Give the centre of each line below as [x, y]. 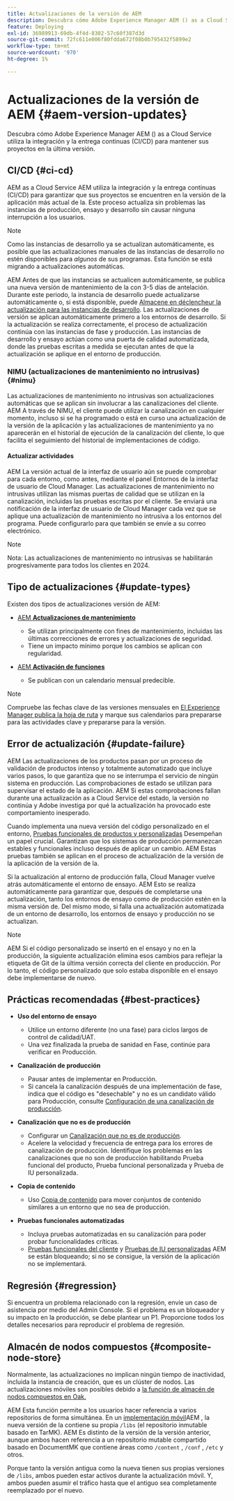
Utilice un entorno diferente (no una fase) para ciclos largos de [118, 1030]
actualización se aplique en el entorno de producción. [84, 353]
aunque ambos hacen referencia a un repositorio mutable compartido [107, 1440]
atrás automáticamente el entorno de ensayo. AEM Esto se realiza [102, 884]
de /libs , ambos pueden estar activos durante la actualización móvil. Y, [110, 1476]
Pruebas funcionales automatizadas [71, 1221]
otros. [16, 1455]
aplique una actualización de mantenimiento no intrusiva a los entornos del [115, 516]
